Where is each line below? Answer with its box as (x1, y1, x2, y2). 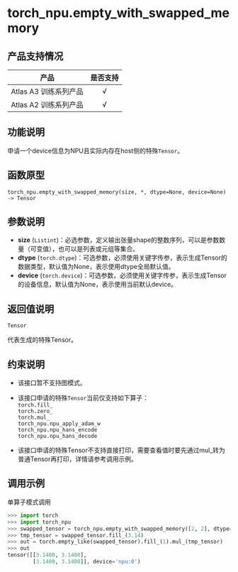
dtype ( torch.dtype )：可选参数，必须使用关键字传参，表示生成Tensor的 (17, 253, 228, 262)
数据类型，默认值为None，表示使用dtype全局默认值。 (17, 263, 175, 271)
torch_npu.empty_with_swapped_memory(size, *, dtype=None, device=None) (7, 188, 227, 196)
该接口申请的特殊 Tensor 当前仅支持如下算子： (17, 394, 149, 402)
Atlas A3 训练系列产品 (11, 87, 84, 97)
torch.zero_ (17, 408, 53, 415)
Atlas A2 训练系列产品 (11, 100, 84, 109)
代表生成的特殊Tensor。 (7, 336, 78, 344)
